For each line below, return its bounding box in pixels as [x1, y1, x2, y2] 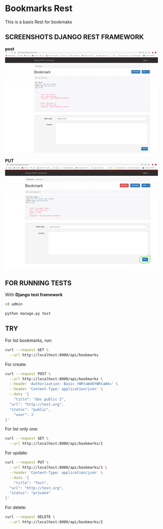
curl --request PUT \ [5, 460, 49, 465]
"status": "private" [9, 491, 51, 496]
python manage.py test [5, 311, 51, 316]
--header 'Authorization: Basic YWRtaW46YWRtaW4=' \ [9, 382, 118, 386]
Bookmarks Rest [5, 3, 73, 14]
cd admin [5, 302, 23, 307]
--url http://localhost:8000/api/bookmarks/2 [9, 520, 103, 525]
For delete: [5, 505, 27, 511]
